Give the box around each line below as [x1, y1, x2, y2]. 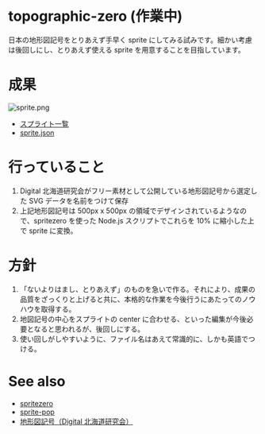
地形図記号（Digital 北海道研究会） [19, 417, 133, 426]
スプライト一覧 [19, 118, 69, 128]
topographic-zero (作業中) [8, 7, 182, 25]
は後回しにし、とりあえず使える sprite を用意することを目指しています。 [8, 45, 245, 54]
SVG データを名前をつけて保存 [29, 196, 129, 205]
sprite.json [19, 128, 55, 138]
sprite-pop [19, 407, 56, 417]
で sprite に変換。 [19, 226, 78, 235]
